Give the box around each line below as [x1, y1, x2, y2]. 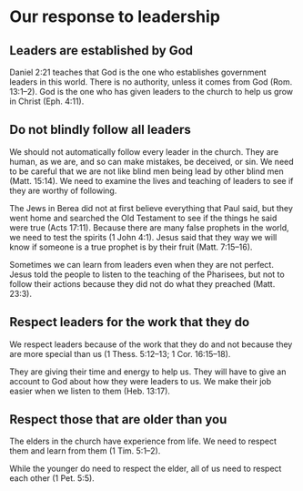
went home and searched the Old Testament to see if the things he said [9, 212, 278, 223]
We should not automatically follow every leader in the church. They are [9, 146, 279, 157]
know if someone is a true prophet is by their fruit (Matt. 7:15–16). [9, 241, 253, 252]
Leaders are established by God [9, 43, 194, 58]
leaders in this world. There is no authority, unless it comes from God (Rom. [9, 77, 293, 87]
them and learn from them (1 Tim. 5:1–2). [9, 445, 161, 456]
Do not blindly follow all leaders [9, 122, 191, 138]
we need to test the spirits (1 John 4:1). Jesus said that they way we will [9, 231, 278, 242]
